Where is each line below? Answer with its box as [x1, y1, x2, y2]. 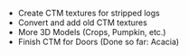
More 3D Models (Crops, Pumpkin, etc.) [17, 27, 166, 37]
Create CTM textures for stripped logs [17, 8, 160, 18]
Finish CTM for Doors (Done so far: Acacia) [17, 36, 180, 47]
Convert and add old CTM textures [17, 17, 147, 28]
